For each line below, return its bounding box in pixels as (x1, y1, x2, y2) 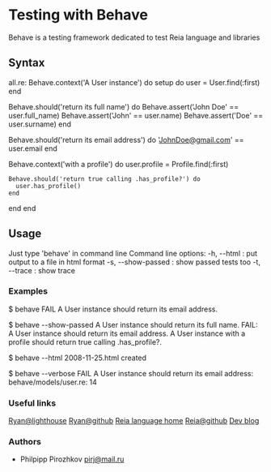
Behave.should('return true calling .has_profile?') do (8, 174, 201, 183)
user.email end (8, 144, 58, 153)
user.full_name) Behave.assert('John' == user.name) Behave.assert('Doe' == (8, 110, 264, 120)
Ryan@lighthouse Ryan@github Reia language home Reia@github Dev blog (8, 416, 260, 426)
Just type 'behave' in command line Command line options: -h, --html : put (8, 248, 257, 258)
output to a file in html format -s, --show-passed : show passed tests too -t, (8, 257, 261, 267)
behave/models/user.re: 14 (8, 377, 97, 387)
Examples (8, 285, 49, 297)
